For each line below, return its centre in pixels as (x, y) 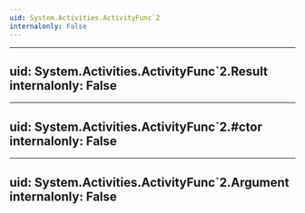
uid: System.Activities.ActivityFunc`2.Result (138, 71)
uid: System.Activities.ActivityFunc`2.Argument (149, 182)
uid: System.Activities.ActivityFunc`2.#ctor (136, 126)
